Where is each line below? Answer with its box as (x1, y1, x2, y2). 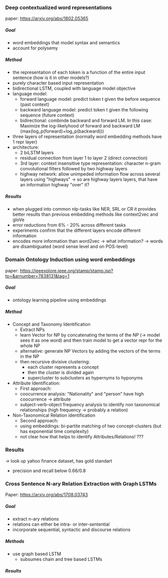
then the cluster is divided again (27, 369, 94, 375)
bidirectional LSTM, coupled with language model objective (12, 85, 136, 92)
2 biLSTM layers (20, 150, 54, 156)
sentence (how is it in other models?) (12, 75, 90, 81)
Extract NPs (20, 327, 45, 333)
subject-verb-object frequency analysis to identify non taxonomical (20, 402, 160, 408)
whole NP (20, 343, 40, 349)
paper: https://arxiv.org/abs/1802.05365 (5, 16, 89, 22)
